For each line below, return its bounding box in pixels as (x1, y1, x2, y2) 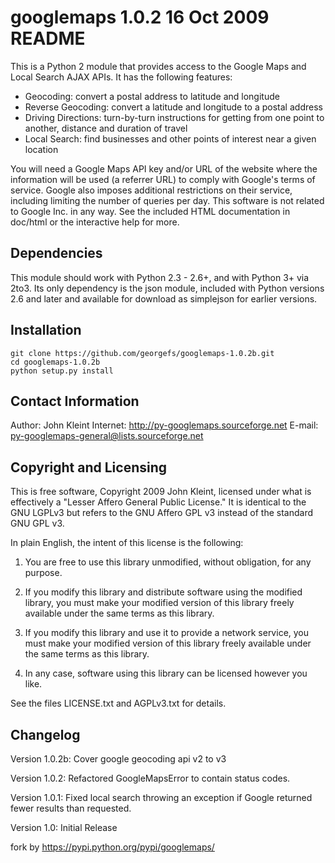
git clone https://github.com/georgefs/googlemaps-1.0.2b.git (10, 348, 275, 358)
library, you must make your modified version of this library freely (24, 597, 295, 609)
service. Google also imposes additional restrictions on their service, (10, 184, 293, 196)
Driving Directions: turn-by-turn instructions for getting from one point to (24, 111, 325, 123)
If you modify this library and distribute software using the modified (24, 586, 303, 598)
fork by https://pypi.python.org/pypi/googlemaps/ (10, 841, 215, 853)
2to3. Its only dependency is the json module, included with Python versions (10, 282, 325, 294)
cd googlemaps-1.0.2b (10, 357, 101, 367)
